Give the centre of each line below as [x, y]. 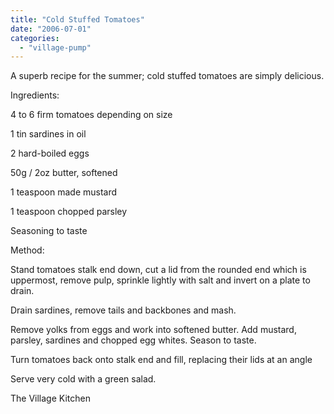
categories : [35, 38]
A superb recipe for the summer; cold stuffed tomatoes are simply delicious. [167, 76]
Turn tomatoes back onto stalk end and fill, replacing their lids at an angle [161, 360]
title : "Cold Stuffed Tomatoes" [77, 19]
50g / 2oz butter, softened [64, 173]
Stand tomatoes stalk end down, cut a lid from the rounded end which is [158, 270]
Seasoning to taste [49, 231]
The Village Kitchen [50, 398]
